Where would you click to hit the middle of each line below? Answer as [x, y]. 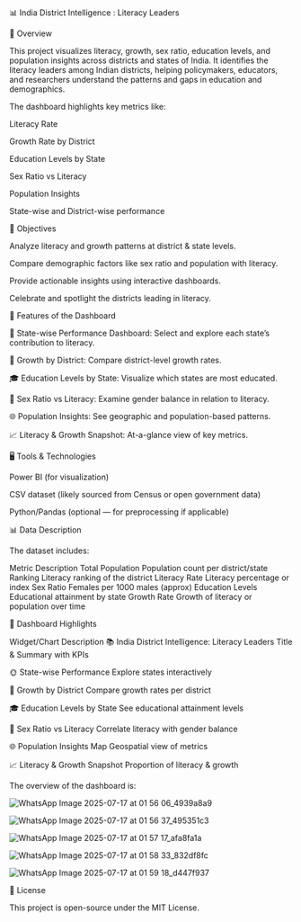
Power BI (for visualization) [59, 477]
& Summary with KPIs [49, 654]
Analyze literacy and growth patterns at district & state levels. [123, 246]
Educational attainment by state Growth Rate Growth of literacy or [131, 597]
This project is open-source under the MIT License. [105, 908]
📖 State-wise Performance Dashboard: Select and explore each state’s [140, 333]
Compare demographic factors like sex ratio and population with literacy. [144, 263]
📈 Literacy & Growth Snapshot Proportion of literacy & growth [124, 765]
